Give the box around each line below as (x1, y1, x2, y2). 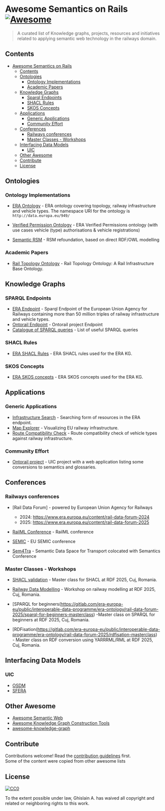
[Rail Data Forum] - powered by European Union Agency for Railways (12, 504, 153, 510)
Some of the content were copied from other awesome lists (5, 758, 126, 764)
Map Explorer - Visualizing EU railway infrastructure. (12, 425, 119, 430)
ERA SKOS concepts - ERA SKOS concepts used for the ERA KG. (12, 374, 143, 380)
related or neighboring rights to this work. (5, 801, 90, 807)
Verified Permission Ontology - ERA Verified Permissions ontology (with (12, 222, 158, 228)
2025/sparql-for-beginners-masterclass (12, 611, 94, 618)
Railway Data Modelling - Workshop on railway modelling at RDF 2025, (12, 586, 156, 592)
